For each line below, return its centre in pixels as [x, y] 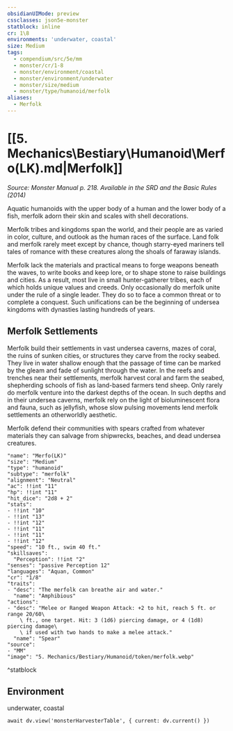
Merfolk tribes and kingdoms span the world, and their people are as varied [115, 229]
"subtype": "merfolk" [39, 474]
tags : [15, 53]
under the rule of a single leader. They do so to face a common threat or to [114, 294]
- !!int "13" [26, 517]
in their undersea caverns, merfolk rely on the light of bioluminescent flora [114, 400]
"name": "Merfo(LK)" [37, 456]
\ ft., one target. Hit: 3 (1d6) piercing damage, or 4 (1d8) [112, 620]
